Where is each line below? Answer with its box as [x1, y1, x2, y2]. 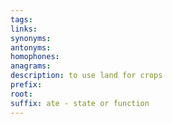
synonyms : [10, 33, 52, 43]
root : [10, 89, 33, 99]
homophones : [10, 52, 60, 62]
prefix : [10, 80, 43, 90]
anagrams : [10, 61, 52, 71]
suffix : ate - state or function [10, 98, 150, 108]
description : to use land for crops [10, 71, 163, 81]
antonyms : [10, 42, 52, 53]
